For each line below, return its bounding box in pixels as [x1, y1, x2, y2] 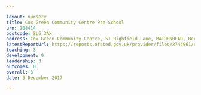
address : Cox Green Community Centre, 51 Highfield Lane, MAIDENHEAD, [6, 36, 186, 42]
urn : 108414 [6, 25, 36, 31]
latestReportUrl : [6, 42, 50, 47]
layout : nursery [6, 14, 47, 20]
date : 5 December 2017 [6, 75, 63, 81]
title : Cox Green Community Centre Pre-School [6, 19, 124, 26]
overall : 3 [6, 69, 33, 75]
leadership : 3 [6, 58, 42, 64]
